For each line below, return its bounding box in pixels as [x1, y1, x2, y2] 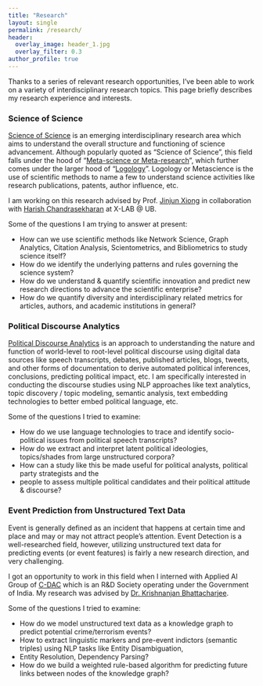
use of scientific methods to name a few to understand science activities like [8, 172, 255, 182]
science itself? [19, 252, 67, 261]
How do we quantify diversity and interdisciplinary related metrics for [19, 293, 243, 303]
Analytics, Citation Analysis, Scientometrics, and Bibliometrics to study [19, 243, 248, 252]
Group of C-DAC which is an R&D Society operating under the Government [8, 579, 249, 589]
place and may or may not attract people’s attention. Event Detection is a [8, 531, 243, 541]
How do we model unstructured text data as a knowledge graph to [19, 619, 233, 628]
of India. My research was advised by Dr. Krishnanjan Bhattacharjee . [8, 588, 229, 597]
